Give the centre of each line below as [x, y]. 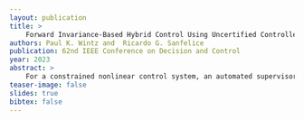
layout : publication [48, 18]
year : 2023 [30, 60]
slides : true [34, 93]
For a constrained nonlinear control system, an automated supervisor [161, 77]
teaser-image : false [48, 85]
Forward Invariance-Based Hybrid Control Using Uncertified [141, 34]
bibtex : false [36, 102]
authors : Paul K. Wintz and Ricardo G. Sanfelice [107, 43]
